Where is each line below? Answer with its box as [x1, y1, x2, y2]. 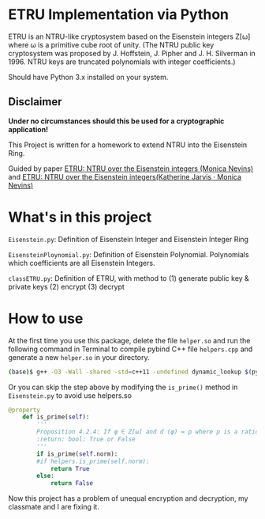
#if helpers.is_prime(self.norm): [36, 457, 150, 465]
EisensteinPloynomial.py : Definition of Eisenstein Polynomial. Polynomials [8, 249, 250, 259]
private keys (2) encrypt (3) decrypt [8, 282, 125, 291]
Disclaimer [8, 95, 62, 108]
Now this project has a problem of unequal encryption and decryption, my [8, 494, 248, 503]
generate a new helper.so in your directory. [8, 352, 150, 362]
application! [8, 124, 49, 134]
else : [36, 472, 55, 480]
